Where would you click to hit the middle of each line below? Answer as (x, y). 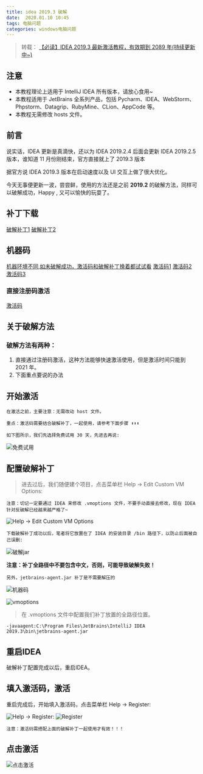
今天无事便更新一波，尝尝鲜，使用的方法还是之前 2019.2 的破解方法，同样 (99, 185)
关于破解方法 (30, 327)
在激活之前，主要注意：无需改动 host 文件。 (55, 412)
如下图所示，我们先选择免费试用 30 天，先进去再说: (63, 435)
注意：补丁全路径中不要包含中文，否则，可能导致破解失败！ (81, 565)
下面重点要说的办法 (39, 375)
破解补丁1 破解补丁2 (31, 229)
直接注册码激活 (28, 291)
